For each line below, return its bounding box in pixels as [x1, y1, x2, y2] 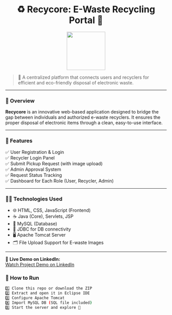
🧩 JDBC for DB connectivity [12, 226, 71, 232]
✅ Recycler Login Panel [5, 154, 55, 161]
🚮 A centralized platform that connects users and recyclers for [17, 74, 149, 80]
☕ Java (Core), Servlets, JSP [12, 213, 74, 219]
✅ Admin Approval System [5, 166, 61, 172]
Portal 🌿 [69, 14, 103, 26]
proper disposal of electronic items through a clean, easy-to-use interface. [5, 120, 163, 126]
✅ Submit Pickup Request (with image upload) [5, 160, 103, 167]
